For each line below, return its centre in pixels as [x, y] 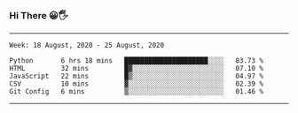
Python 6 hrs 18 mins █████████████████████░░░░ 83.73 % [137, 61]
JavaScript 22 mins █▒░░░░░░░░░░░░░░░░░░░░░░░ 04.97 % [137, 76]
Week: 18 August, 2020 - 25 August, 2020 [87, 45]
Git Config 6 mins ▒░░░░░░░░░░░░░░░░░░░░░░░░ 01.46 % [137, 92]
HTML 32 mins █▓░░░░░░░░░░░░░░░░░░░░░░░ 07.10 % [137, 69]
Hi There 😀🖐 [39, 15]
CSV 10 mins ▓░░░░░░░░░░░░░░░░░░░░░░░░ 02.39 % [137, 84]
